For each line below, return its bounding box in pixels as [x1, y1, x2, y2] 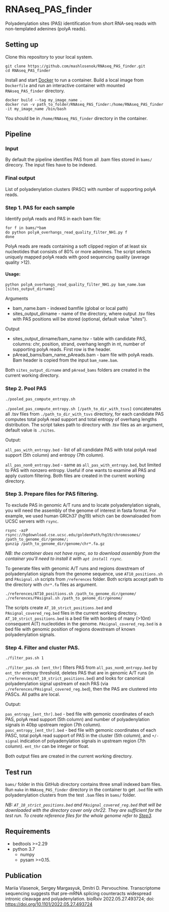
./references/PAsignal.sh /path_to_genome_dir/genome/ [5, 596, 123, 601]
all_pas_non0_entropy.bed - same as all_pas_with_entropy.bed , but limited [5, 462, 161, 468]
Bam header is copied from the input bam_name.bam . [12, 357, 119, 363]
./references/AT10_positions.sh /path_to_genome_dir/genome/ [5, 591, 137, 596]
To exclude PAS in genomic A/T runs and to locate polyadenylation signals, [5, 502, 161, 508]
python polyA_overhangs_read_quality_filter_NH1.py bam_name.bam [5, 282, 145, 287]
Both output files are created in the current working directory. [5, 753, 133, 759]
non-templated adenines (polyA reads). [5, 25, 87, 31]
